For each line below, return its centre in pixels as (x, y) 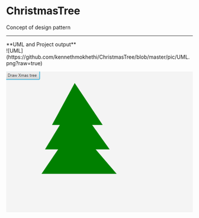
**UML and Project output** (41, 44)
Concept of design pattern (38, 27)
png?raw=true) (24, 63)
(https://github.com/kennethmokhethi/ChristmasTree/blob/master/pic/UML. (98, 57)
